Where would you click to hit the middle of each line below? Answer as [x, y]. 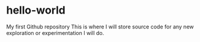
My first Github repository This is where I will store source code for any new [100, 27]
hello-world [36, 10]
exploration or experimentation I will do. [55, 33]
